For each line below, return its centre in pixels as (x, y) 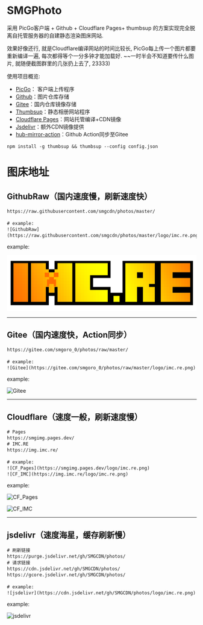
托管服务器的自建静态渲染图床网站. (61, 35)
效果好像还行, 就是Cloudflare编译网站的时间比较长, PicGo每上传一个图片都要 (101, 48)
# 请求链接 (19, 563)
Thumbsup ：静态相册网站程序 (53, 112)
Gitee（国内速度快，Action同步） (69, 335)
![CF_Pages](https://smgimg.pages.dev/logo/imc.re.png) (78, 468)
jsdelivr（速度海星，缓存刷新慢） (69, 535)
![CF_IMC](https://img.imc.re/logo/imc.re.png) (68, 474)
